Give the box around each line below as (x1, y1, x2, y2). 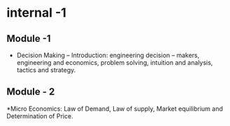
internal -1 (6, 5, 67, 21)
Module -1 (6, 33, 51, 45)
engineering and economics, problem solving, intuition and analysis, (16, 58, 213, 67)
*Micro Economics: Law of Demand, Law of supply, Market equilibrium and (6, 104, 223, 113)
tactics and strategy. (16, 66, 76, 74)
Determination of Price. (6, 111, 74, 120)
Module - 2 (6, 86, 55, 98)
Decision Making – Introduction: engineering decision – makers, (16, 51, 200, 59)
